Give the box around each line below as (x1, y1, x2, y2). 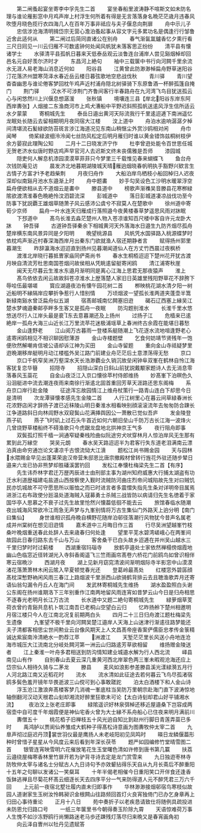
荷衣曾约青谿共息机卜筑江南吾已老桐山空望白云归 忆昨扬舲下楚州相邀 (6, 604, 186, 610)
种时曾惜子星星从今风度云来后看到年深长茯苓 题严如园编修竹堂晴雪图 (6, 738, 186, 745)
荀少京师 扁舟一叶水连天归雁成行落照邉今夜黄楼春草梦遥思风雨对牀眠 (6, 207, 186, 214)
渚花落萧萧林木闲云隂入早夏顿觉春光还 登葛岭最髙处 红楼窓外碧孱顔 (6, 566, 193, 573)
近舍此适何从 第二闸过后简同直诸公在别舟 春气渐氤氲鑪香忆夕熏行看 (6, 35, 193, 42)
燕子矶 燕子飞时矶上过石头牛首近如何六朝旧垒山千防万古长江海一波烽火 (6, 416, 191, 424)
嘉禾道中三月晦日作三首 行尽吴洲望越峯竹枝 (75, 521, 193, 528)
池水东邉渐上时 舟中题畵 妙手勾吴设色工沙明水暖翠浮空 (37, 177, 193, 184)
